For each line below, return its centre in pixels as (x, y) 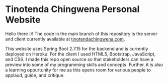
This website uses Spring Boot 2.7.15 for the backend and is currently (77, 48)
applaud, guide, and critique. (35, 75)
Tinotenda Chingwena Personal (72, 9)
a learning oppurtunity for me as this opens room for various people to (78, 70)
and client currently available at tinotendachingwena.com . (65, 39)
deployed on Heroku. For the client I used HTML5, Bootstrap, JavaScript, (80, 54)
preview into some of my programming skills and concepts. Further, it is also (84, 64)
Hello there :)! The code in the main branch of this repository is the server (81, 33)
